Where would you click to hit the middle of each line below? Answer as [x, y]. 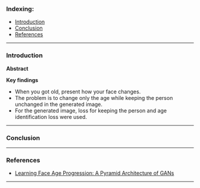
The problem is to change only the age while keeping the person [94, 98]
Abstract [17, 68]
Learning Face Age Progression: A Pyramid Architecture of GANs [94, 173]
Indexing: [20, 9]
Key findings [22, 80]
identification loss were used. [51, 117]
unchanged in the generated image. [59, 104]
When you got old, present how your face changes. [78, 92]
